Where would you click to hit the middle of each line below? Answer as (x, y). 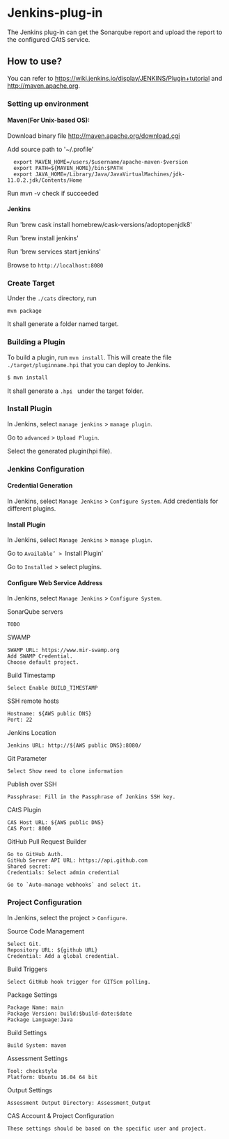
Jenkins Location (32, 733)
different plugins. (32, 508)
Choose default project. (43, 663)
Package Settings (32, 995)
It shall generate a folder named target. (63, 324)
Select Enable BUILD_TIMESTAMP (53, 688)
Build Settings (27, 1032)
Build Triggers (27, 969)
